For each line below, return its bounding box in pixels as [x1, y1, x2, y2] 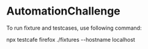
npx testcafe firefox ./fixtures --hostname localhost [6, 36, 136, 43]
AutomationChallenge [6, 4, 120, 18]
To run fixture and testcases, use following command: [6, 24, 142, 31]
